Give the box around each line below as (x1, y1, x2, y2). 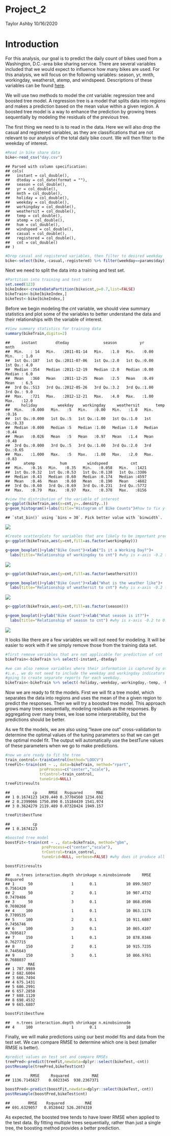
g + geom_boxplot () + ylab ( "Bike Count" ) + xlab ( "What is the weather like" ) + (5, 581, 163, 586)
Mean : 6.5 (5, 380, 33, 385)
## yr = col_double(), (5, 186, 58, 191)
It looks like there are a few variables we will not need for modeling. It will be (5, 637, 165, 643)
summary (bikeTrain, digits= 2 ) (5, 331, 67, 336)
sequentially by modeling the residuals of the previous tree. (5, 114, 130, 120)
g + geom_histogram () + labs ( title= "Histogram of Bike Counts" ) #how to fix (5, 506, 160, 511)
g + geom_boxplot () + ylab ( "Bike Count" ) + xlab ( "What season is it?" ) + (5, 613, 149, 618)
